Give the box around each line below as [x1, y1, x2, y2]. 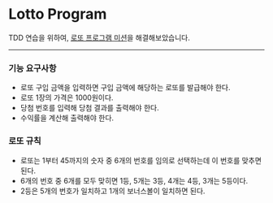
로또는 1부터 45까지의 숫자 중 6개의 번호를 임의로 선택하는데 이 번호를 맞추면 [19, 155, 262, 165]
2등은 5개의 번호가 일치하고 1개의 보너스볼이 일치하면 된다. [19, 186, 206, 196]
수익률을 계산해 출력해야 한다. [19, 113, 115, 123]
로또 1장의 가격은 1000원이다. [19, 93, 114, 102]
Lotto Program [8, 5, 107, 24]
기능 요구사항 [8, 63, 57, 74]
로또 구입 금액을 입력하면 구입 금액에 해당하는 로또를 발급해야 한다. [19, 83, 231, 93]
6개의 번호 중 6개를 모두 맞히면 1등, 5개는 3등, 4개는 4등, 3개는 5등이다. [19, 175, 249, 185]
